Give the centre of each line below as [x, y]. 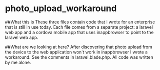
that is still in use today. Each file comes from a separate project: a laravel [79, 27]
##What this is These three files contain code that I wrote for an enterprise [80, 22]
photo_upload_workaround [61, 9]
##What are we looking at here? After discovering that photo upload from [79, 47]
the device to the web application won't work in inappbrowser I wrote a [76, 52]
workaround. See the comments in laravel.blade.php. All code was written [79, 57]
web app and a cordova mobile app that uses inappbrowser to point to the [79, 32]
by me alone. [18, 62]
